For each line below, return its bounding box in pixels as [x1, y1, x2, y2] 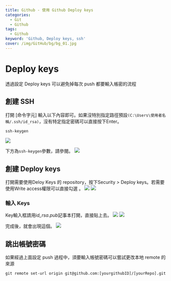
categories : [5, 12, 31, 17]
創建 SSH [5, 97, 35, 106]
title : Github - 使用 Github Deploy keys [5, 7, 94, 13]
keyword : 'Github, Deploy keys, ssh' [5, 36, 86, 42]
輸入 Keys [5, 200, 30, 207]
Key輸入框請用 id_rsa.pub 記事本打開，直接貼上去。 [5, 212, 112, 218]
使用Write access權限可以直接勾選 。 [5, 185, 83, 192]
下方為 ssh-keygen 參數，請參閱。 [5, 148, 73, 154]
